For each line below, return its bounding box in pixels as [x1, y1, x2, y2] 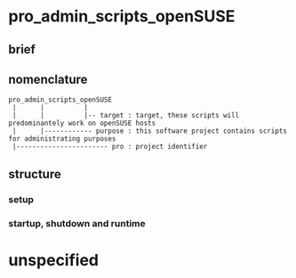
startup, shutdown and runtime [8, 217, 146, 229]
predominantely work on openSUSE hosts [8, 119, 156, 128]
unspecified [8, 249, 100, 270]
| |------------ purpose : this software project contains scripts [12, 127, 288, 135]
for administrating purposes [8, 135, 116, 143]
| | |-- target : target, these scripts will [12, 111, 240, 120]
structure [8, 167, 61, 182]
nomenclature [8, 71, 88, 86]
